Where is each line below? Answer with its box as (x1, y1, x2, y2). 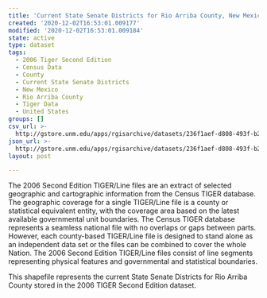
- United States (15, 108, 69, 116)
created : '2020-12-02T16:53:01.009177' (8, 19, 141, 27)
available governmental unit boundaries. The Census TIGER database (8, 215, 236, 224)
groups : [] (8, 115, 44, 123)
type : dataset (8, 41, 56, 49)
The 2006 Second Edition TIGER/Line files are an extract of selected (8, 180, 232, 191)
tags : (8, 48, 26, 56)
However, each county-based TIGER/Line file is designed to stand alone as (8, 231, 253, 241)
